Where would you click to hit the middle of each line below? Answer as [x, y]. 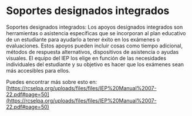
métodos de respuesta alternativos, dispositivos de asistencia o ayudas [92, 52]
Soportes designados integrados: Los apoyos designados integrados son [95, 27]
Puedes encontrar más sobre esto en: [52, 82]
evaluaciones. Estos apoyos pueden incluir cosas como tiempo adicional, [95, 46]
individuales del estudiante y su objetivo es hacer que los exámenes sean [95, 64]
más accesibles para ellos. [38, 70]
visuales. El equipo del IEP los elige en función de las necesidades [86, 58]
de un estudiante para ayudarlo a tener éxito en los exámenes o [83, 39]
